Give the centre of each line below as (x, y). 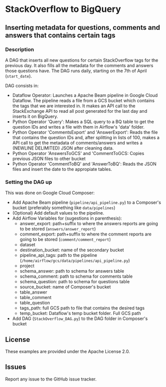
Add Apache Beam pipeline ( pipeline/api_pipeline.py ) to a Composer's (87, 203)
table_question (35, 303)
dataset (28, 245)
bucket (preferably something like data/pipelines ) (64, 208)
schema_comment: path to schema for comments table (76, 276)
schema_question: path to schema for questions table (75, 282)
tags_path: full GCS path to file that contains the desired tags (82, 308)
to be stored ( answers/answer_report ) (58, 229)
